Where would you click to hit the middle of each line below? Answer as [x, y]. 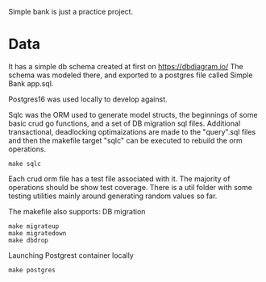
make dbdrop [28, 240]
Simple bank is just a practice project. [71, 12]
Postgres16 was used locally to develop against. [88, 99]
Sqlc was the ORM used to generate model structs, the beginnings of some [133, 114]
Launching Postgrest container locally [71, 255]
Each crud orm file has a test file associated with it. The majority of [119, 178]
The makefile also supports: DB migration [77, 211]
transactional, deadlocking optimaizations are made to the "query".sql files [132, 131]
